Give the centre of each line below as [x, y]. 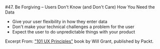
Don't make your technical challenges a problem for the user [73, 27]
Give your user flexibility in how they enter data [60, 22]
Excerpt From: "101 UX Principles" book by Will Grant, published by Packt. [80, 41]
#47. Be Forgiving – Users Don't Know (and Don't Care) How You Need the [80, 7]
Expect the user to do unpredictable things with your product [74, 32]
